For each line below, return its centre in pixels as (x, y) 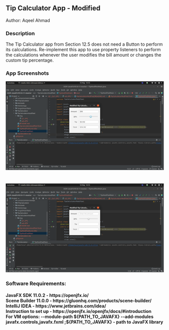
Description (20, 33)
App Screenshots (27, 73)
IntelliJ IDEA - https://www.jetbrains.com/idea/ (56, 306)
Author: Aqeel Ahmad (28, 20)
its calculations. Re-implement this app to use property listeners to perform (83, 50)
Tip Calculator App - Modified (53, 8)
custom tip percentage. (30, 60)
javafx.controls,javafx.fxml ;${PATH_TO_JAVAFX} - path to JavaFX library (84, 322)
